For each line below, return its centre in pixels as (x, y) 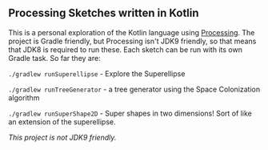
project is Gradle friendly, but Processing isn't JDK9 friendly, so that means (132, 41)
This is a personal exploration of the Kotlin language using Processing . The (132, 32)
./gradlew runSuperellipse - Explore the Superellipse (97, 73)
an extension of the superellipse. (62, 122)
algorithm (24, 97)
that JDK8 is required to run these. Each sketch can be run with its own (125, 49)
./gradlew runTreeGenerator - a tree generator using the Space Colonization (134, 89)
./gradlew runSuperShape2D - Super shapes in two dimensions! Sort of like (130, 113)
